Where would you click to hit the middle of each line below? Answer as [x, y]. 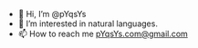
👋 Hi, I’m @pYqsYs [52, 14]
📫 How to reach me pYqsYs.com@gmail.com [103, 34]
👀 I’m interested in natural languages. [88, 24]
